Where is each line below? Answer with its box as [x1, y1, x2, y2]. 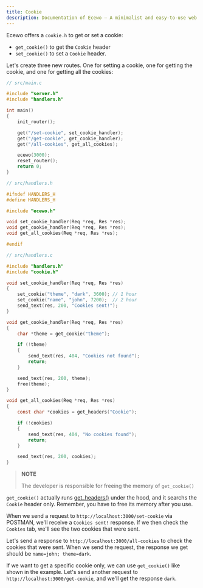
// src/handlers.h [6, 180, 53, 186]
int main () [6, 107, 34, 113]
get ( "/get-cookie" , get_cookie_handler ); [17, 135, 123, 142]
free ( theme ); [17, 381, 50, 387]
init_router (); [17, 118, 56, 125]
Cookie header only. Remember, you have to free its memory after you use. [6, 501, 193, 508]
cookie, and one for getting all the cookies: [6, 68, 114, 75]
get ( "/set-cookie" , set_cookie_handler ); [17, 129, 123, 136]
